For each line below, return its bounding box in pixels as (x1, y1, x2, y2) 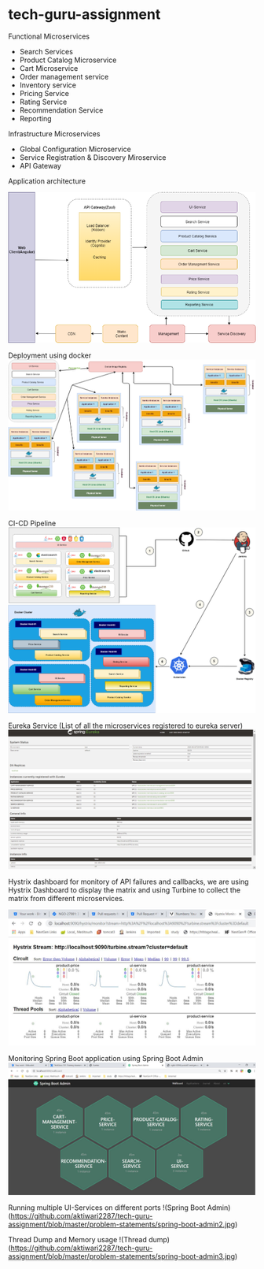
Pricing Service (19, 88, 69, 98)
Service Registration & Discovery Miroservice (19, 152, 167, 162)
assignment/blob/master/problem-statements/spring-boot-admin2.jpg (8, 1219, 236, 1229)
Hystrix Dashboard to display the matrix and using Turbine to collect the (8, 885, 241, 895)
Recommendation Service (19, 105, 104, 115)
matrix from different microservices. (8, 894, 125, 904)
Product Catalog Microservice (19, 55, 117, 65)
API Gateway (19, 161, 61, 170)
